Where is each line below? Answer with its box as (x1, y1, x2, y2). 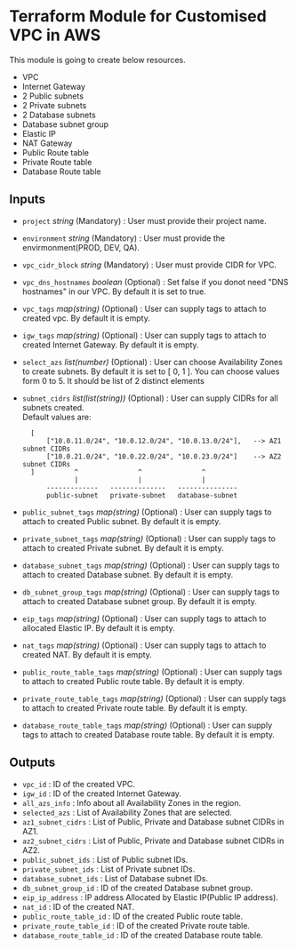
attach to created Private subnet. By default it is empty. (21, 542, 224, 553)
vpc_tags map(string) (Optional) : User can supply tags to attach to (21, 303, 267, 314)
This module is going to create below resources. (9, 54, 186, 65)
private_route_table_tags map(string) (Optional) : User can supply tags (21, 693, 287, 704)
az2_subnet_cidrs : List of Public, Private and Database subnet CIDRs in (21, 835, 285, 846)
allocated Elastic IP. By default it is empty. (21, 622, 175, 633)
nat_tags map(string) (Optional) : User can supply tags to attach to (21, 640, 267, 650)
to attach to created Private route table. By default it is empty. (21, 702, 248, 713)
